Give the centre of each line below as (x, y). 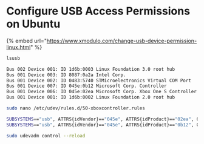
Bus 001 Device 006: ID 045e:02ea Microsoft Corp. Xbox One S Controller (102, 92)
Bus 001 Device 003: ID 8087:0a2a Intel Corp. (66, 75)
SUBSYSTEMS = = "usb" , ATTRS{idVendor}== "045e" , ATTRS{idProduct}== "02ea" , (100, 119)
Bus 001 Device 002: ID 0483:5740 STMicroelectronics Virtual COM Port (99, 80)
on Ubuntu (33, 24)
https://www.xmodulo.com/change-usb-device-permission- (122, 41)
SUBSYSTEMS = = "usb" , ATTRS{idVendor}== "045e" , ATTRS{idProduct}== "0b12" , (100, 125)
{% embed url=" (27, 41)
